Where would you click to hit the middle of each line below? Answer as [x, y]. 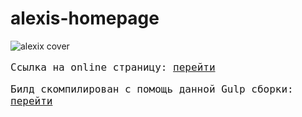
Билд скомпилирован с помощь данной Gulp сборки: [152, 89]
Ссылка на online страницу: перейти [113, 67]
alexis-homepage [85, 18]
